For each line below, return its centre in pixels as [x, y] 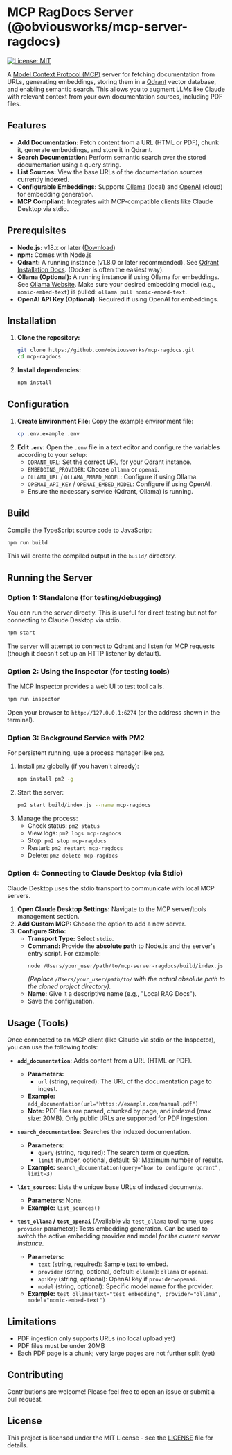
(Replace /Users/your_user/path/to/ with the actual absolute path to [126, 979]
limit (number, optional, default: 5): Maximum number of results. [131, 1160]
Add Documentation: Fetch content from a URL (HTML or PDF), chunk [118, 142]
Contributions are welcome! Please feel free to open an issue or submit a [111, 1391]
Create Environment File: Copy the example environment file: [105, 421]
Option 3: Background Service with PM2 [76, 738]
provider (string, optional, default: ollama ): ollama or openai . [123, 1272]
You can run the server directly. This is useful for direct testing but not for [112, 613]
